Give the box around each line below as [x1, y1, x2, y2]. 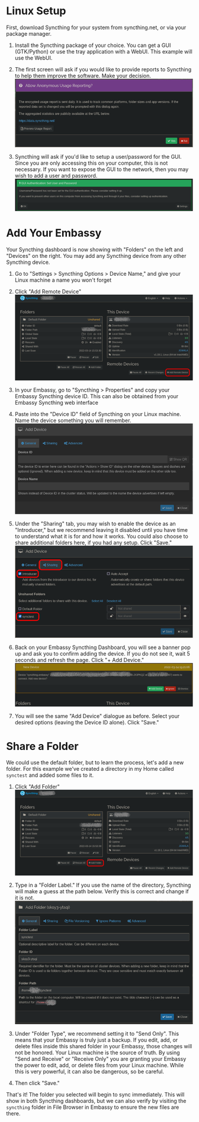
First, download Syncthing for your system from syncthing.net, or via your [6, 24, 187, 31]
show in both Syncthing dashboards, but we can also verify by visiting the [6, 1097, 187, 1104]
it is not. [14, 894, 34, 902]
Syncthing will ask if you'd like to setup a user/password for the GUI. [14, 153, 182, 160]
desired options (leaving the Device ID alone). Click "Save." [14, 718, 159, 726]
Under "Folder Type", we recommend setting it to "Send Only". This [14, 1030, 179, 1037]
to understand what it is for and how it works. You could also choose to [14, 532, 188, 540]
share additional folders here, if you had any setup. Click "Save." [14, 539, 172, 546]
